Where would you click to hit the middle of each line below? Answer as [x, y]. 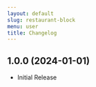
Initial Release [37, 77]
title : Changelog [32, 33]
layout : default [30, 13]
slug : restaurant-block [41, 20]
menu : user [23, 26]
